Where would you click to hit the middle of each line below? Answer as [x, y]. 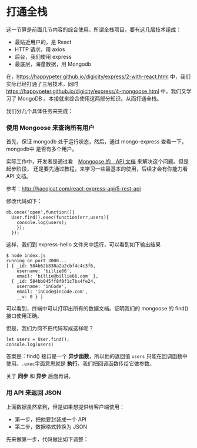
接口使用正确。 [24, 316]
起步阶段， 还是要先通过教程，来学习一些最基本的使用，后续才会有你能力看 [97, 169]
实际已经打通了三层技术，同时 [42, 83]
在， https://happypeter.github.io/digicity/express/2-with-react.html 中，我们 [98, 76]
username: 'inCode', [42, 287]
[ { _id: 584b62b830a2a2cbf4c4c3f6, [51, 266]
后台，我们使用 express [43, 56]
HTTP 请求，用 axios [40, 49]
